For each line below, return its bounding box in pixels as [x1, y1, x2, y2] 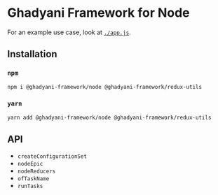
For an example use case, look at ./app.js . [7, 28, 131, 36]
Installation [7, 48, 57, 60]
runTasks [17, 183, 43, 190]
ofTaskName [17, 175, 50, 182]
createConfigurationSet [17, 153, 88, 160]
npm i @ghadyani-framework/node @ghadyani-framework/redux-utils [7, 83, 202, 90]
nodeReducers [17, 168, 56, 175]
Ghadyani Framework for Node [7, 5, 191, 21]
